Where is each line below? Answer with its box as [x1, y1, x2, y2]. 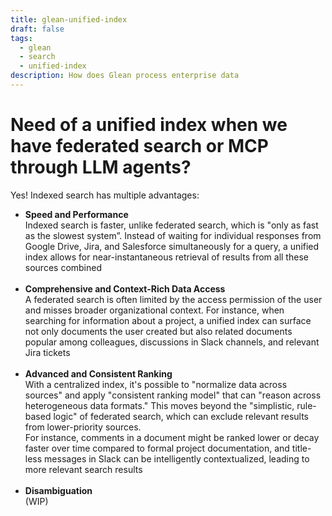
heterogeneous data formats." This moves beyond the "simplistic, [24, 399, 295, 411]
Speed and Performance [24, 208, 129, 220]
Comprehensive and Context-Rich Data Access [24, 282, 226, 295]
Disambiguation [24, 484, 93, 496]
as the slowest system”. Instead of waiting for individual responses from [24, 229, 322, 241]
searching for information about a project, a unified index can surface [24, 314, 312, 326]
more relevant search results [24, 463, 143, 475]
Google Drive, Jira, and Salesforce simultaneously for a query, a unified [24, 240, 320, 252]
